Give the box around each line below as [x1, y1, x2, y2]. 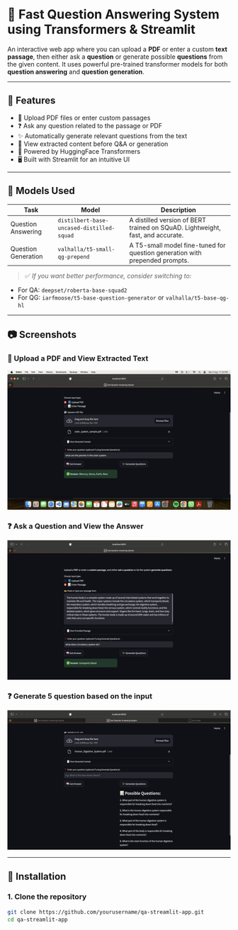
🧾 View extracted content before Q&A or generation [17, 140, 169, 148]
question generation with [129, 248, 202, 257]
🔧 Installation [7, 871, 67, 883]
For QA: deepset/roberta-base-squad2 [17, 286, 127, 295]
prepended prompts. [129, 256, 189, 264]
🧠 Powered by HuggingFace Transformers [17, 147, 140, 155]
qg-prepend [57, 254, 90, 261]
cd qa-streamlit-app [7, 916, 69, 923]
